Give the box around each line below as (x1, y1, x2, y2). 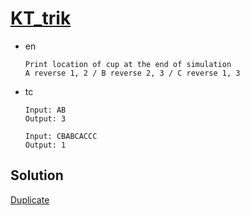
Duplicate (10, 193, 50, 206)
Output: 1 (24, 140, 67, 150)
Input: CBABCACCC (24, 131, 98, 141)
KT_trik (10, 7, 72, 30)
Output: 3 (24, 113, 67, 124)
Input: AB (24, 105, 67, 115)
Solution (10, 167, 64, 184)
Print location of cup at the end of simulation (24, 59, 232, 69)
